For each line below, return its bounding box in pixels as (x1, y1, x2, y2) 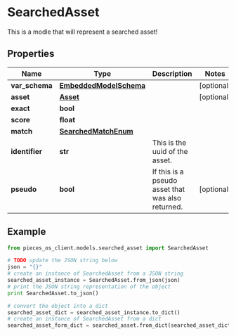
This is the (152, 138, 187, 148)
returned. (152, 202, 183, 212)
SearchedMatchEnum (59, 126, 133, 136)
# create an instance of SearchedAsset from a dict (7, 316, 162, 323)
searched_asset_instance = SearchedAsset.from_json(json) (7, 277, 181, 284)
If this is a (152, 167, 184, 176)
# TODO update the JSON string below (7, 257, 118, 264)
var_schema (11, 80, 53, 90)
